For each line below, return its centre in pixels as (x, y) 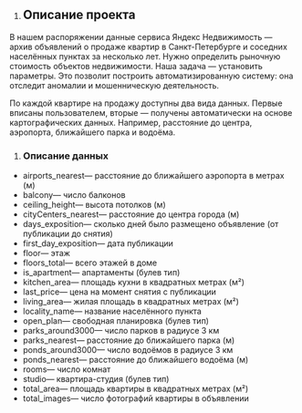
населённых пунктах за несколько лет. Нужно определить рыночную (145, 56)
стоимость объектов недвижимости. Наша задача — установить (136, 66)
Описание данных (66, 156)
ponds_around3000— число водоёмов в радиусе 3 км (128, 350)
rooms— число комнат (67, 369)
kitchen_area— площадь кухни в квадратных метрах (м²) (133, 283)
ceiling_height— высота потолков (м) (94, 205)
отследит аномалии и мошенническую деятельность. (115, 85)
